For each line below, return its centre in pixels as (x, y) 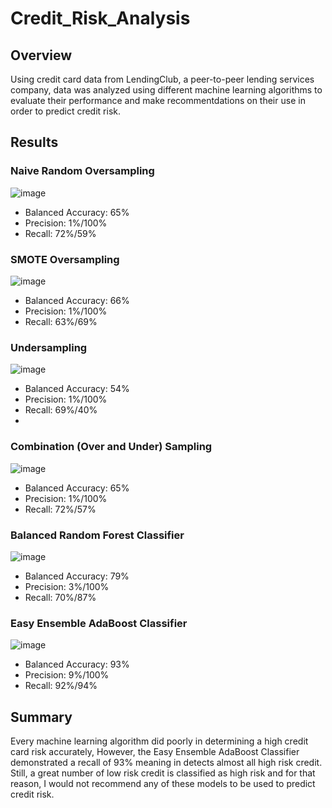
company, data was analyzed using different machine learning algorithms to (166, 90)
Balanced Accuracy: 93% (77, 664)
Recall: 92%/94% (61, 686)
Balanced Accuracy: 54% (77, 389)
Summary (41, 717)
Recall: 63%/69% (61, 321)
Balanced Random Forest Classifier (97, 535)
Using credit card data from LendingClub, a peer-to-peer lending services (162, 79)
